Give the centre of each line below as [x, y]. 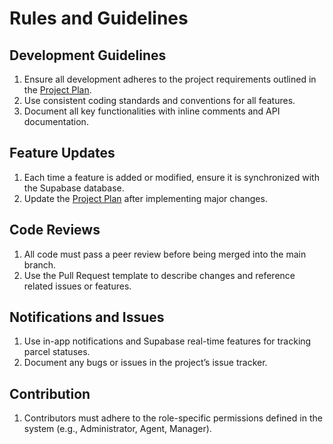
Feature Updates [62, 153]
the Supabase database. [74, 188]
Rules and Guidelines [99, 18]
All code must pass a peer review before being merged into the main [165, 254]
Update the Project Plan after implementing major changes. [145, 198]
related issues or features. [77, 286]
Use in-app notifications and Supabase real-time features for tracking [167, 341]
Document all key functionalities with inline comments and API [152, 111]
